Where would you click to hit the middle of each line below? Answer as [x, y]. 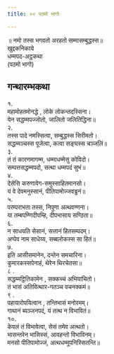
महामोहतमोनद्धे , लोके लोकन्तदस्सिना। [49, 112]
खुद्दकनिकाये [20, 48]
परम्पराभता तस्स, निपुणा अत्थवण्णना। [48, 207]
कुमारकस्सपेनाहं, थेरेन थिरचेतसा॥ [45, 263]
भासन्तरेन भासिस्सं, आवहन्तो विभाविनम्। [52, 335]
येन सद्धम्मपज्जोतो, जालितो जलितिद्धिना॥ [52, 120]
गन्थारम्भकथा [29, 87]
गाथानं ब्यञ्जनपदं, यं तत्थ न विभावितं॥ [49, 311]
